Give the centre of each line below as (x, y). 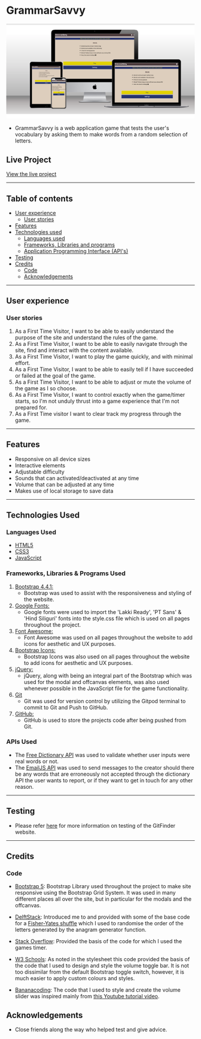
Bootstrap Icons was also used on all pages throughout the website (107, 657)
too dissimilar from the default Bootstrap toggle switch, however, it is (99, 972)
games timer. (31, 948)
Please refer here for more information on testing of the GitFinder (95, 825)
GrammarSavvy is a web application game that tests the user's (92, 128)
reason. (24, 786)
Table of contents (39, 198)
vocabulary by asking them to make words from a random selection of (101, 135)
